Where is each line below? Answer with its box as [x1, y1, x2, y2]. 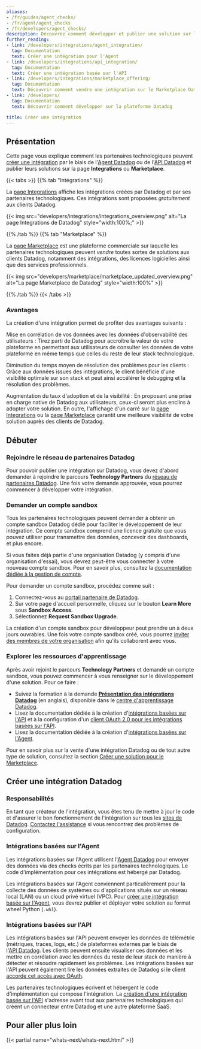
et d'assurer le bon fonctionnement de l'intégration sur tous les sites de [6, 814, 182, 821]
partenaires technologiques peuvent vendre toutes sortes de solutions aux [6, 249, 190, 256]
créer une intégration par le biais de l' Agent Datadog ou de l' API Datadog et [6, 159, 191, 166]
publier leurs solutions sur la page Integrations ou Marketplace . [6, 165, 165, 173]
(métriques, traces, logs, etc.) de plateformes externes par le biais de [6, 941, 177, 948]
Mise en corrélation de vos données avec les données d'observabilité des [6, 331, 188, 338]
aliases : [6, 8, 28, 15]
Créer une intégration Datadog [6, 776, 123, 787]
